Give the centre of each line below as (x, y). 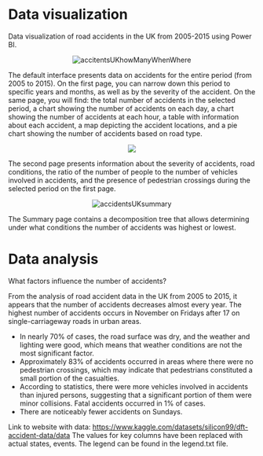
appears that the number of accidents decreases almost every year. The (125, 304)
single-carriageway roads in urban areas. (75, 321)
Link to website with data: (49, 427)
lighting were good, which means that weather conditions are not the (131, 344)
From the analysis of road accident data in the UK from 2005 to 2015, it (123, 296)
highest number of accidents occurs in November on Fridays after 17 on (124, 313)
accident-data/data (39, 435)
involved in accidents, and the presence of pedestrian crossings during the (130, 180)
